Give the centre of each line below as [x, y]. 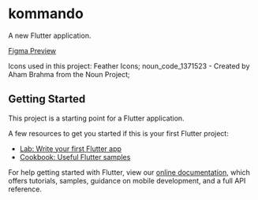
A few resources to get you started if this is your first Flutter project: [118, 133]
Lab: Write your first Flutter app [71, 148]
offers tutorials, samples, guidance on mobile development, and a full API [127, 180]
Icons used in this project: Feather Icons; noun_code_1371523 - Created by [129, 66]
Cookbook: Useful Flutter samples [75, 157]
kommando [46, 14]
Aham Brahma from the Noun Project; [69, 74]
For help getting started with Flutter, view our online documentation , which [129, 172]
